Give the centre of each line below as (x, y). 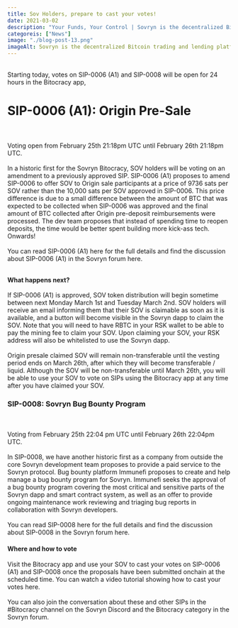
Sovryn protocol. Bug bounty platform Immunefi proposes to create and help (119, 472)
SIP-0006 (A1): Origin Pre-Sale (99, 111)
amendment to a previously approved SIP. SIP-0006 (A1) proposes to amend (119, 175)
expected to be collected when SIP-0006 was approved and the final (108, 206)
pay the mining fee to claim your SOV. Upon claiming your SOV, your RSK (114, 332)
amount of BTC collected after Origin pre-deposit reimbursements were (112, 213)
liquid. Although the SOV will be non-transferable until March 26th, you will (116, 370)
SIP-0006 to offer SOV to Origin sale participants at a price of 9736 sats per (118, 183)
